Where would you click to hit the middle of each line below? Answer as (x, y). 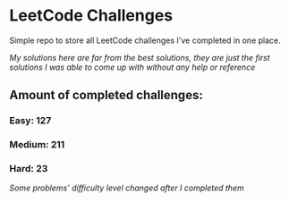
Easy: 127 (30, 121)
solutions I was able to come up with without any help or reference (132, 67)
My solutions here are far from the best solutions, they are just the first (140, 57)
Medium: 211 (37, 145)
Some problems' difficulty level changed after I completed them (127, 188)
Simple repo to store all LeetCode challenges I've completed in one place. (145, 40)
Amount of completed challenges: (106, 95)
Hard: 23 (29, 169)
